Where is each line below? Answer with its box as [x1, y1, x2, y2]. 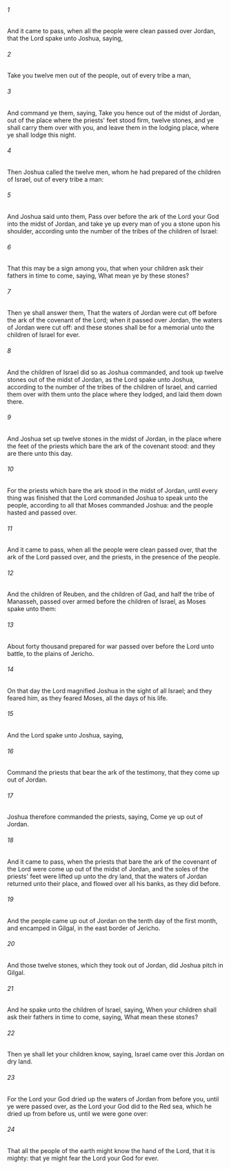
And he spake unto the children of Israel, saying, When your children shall [7, 1005, 217, 1014]
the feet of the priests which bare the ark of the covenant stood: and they [7, 442, 216, 450]
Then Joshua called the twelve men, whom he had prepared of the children [7, 168, 221, 176]
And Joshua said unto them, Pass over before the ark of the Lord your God [7, 213, 219, 221]
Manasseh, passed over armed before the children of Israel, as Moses [7, 597, 206, 606]
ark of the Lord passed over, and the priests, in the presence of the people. [7, 553, 221, 561]
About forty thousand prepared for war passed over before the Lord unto [7, 642, 214, 650]
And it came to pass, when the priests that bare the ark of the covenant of [7, 857, 217, 866]
